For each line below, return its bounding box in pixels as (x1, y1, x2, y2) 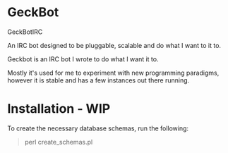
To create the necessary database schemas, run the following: (7, 124, 189, 133)
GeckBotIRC (7, 27, 43, 36)
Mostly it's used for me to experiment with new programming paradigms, (7, 68, 220, 77)
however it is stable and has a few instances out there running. (7, 75, 190, 85)
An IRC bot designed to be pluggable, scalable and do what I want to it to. (7, 41, 221, 49)
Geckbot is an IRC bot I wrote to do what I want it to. (7, 54, 159, 63)
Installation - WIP (7, 101, 111, 117)
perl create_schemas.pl (24, 137, 93, 146)
